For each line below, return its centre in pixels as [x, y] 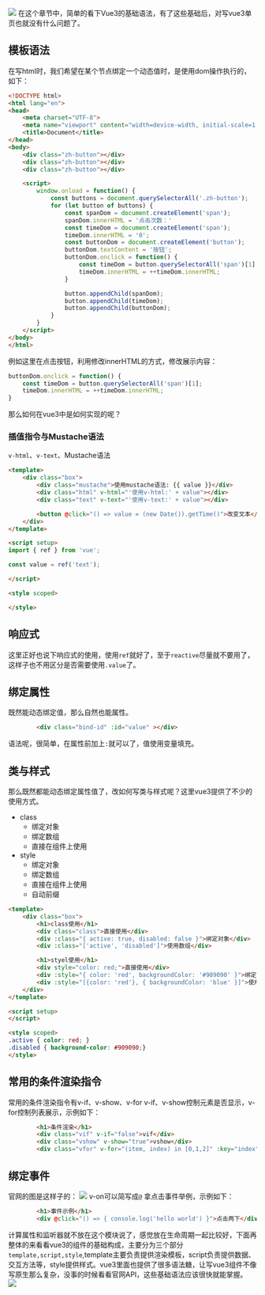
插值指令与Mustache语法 [56, 437]
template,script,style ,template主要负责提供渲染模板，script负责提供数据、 [132, 1255]
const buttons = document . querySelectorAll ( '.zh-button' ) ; [149, 199]
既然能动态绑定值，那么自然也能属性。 [70, 713]
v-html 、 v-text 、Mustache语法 [60, 456]
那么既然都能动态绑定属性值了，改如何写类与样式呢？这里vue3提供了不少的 [130, 792]
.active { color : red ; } [49, 1040]
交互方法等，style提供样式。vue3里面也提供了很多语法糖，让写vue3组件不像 [132, 1264]
